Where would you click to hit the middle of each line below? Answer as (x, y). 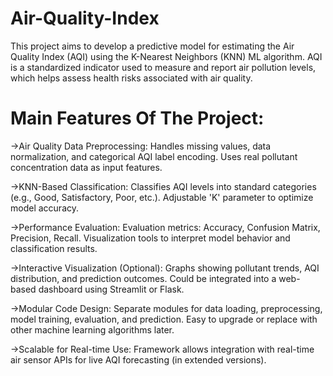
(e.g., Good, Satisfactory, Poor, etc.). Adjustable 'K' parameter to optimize (162, 197)
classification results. (54, 248)
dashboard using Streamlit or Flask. (111, 289)
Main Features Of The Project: (137, 118)
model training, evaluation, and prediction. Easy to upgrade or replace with (164, 319)
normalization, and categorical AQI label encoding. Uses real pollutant (154, 156)
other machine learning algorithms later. (92, 329)
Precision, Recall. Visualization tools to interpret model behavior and (150, 238)
